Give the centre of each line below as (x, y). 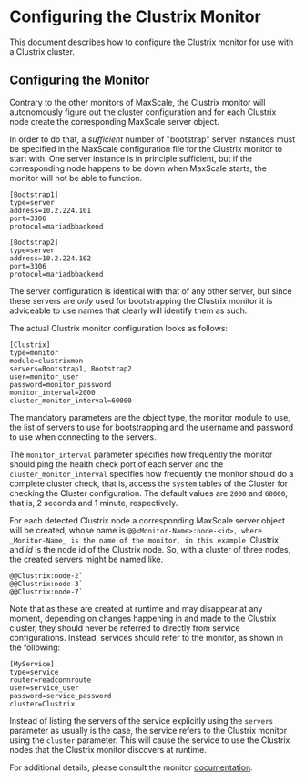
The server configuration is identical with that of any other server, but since (151, 291)
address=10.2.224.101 (51, 210)
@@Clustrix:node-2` (46, 575)
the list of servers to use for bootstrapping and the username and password (152, 427)
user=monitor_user (44, 376)
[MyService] (32, 664)
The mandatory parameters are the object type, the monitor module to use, (150, 417)
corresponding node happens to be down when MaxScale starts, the (138, 168)
